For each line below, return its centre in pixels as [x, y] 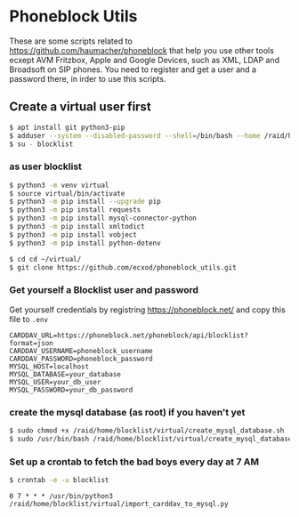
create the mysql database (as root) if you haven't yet [127, 412]
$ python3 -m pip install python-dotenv [85, 243]
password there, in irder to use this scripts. [88, 78]
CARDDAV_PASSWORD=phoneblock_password [81, 359]
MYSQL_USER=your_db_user [55, 382]
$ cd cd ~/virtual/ [45, 259]
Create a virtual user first [80, 107]
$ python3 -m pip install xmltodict [77, 227]
